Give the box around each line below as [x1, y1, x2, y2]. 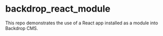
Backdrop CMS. [5, 25, 38, 31]
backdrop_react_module [5, 3, 111, 15]
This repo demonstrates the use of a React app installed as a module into [5, 20, 158, 26]
